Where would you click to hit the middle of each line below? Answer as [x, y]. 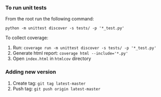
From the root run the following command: [50, 19]
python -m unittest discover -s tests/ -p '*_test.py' [65, 28]
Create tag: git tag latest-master [49, 83]
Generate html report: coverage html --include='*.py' [70, 53]
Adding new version [31, 72]
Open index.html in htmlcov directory [52, 59]
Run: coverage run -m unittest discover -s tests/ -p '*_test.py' [85, 48]
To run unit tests [26, 8]
